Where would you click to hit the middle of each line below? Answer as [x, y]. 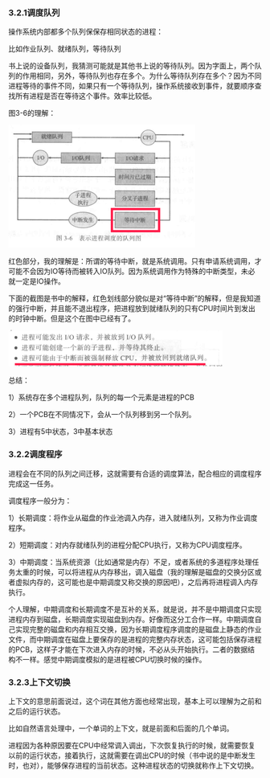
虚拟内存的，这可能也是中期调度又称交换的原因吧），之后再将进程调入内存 [137, 582]
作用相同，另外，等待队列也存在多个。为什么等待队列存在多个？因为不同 [142, 76]
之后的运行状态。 [37, 711]
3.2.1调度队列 [34, 12]
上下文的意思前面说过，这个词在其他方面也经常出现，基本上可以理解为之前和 [135, 701]
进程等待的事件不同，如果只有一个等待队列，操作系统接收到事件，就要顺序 [131, 86]
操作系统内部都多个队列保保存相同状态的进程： [86, 32]
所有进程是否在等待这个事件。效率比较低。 [86, 96]
